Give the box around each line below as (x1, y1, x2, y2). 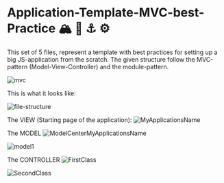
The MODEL (7, 129, 42, 137)
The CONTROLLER (7, 156, 60, 164)
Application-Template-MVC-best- (7, 5, 205, 21)
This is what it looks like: (7, 89, 77, 97)
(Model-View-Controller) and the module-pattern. (29, 62, 169, 71)
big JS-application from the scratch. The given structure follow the (7, 55, 195, 63)
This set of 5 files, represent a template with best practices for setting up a (7, 48, 218, 56)
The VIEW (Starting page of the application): (7, 115, 132, 124)
